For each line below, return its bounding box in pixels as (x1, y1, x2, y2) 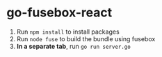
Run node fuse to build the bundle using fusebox (16, 34, 156, 43)
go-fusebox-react (6, 5, 113, 21)
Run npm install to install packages (16, 27, 120, 36)
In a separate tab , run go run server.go (16, 42, 131, 50)
